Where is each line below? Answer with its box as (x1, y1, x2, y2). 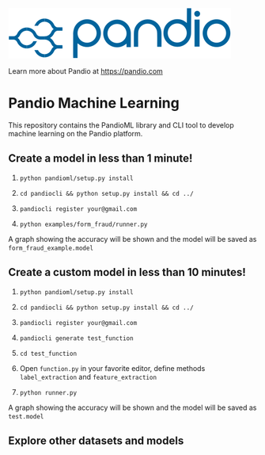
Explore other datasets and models (8, 434, 184, 447)
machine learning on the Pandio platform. (8, 128, 143, 138)
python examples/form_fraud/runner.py (19, 220, 148, 228)
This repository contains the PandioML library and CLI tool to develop (8, 120, 235, 130)
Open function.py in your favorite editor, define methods (19, 363, 206, 373)
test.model (8, 412, 44, 420)
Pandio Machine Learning (8, 94, 180, 113)
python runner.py (19, 388, 78, 396)
